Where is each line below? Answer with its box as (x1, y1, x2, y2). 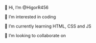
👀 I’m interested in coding (4, 14, 56, 19)
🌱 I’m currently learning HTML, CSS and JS (4, 23, 92, 29)
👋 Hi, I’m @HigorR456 (4, 5, 49, 10)
